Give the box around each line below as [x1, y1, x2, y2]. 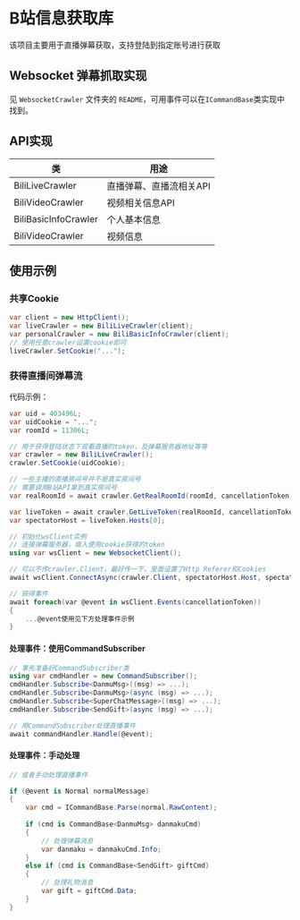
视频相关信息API [106, 196, 176, 209]
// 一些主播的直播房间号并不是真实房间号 [9, 475, 141, 484]
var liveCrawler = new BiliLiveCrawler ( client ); [9, 321, 194, 331]
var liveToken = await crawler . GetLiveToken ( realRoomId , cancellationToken [9, 507, 297, 516]
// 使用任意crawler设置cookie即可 [9, 337, 127, 347]
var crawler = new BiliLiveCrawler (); [9, 450, 154, 459]
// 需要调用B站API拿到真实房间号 [9, 483, 118, 492]
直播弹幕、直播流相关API [106, 180, 212, 192]
